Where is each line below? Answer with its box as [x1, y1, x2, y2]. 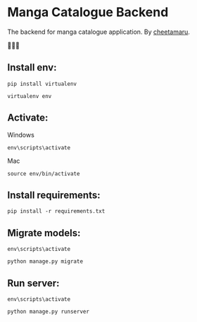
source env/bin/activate [7, 170, 80, 177]
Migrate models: [7, 227, 81, 239]
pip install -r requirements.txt [7, 208, 106, 215]
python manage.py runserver [7, 308, 90, 315]
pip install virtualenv [7, 80, 77, 87]
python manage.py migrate [7, 258, 83, 265]
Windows [7, 130, 35, 139]
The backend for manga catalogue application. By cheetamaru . [7, 27, 190, 36]
